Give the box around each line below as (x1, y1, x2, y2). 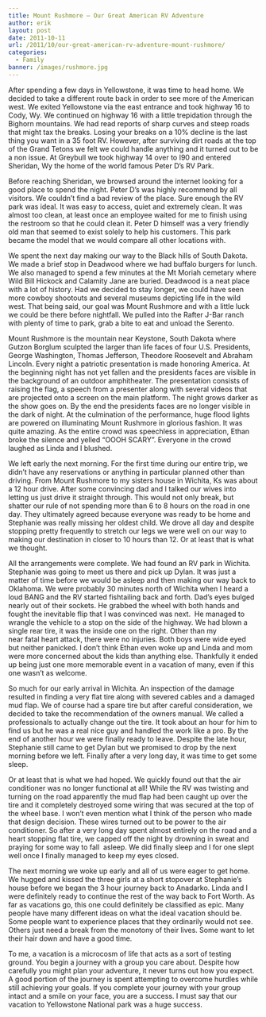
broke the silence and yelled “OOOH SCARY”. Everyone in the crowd (8, 434, 232, 445)
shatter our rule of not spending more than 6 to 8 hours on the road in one (8, 501, 250, 510)
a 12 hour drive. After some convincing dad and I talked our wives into (8, 483, 237, 493)
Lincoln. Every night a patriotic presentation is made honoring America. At (8, 359, 250, 368)
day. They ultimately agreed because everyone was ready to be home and (8, 509, 252, 518)
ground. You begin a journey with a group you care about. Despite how (8, 957, 240, 967)
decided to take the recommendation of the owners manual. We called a (8, 708, 245, 718)
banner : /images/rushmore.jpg (8, 64, 109, 71)
